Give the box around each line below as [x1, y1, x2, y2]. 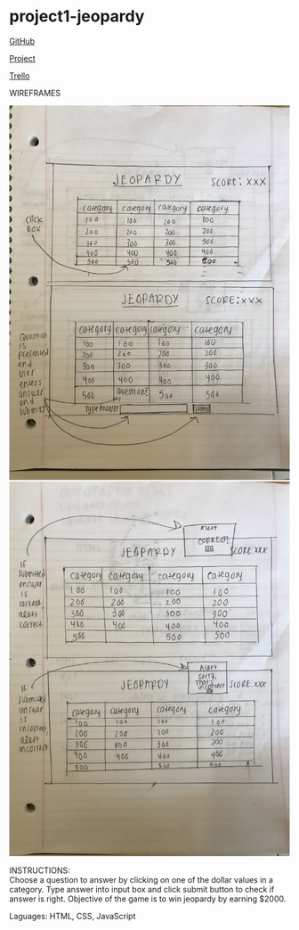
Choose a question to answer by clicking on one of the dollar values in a [9, 874, 274, 885]
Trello [9, 70, 30, 81]
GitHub [9, 36, 36, 46]
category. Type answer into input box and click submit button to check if [9, 884, 275, 894]
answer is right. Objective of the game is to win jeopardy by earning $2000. [9, 893, 287, 904]
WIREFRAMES [9, 87, 61, 98]
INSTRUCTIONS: [9, 865, 70, 876]
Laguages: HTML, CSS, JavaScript [9, 910, 136, 921]
